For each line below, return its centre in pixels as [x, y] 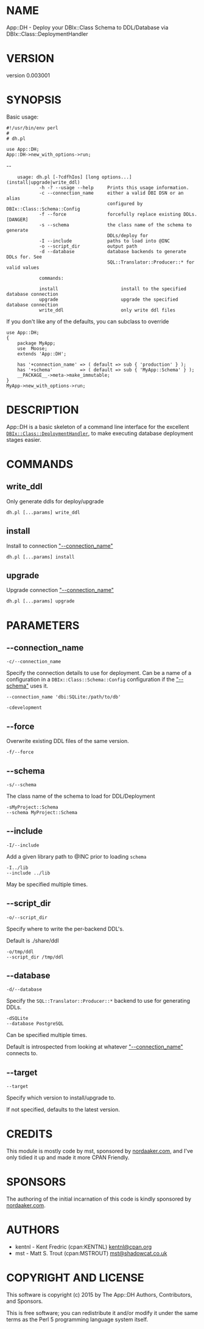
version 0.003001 [28, 75]
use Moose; [32, 348]
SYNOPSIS [34, 100]
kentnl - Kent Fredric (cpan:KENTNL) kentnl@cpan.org [83, 1247]
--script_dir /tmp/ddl [35, 957]
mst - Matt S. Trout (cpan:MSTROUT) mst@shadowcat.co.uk [91, 1254]
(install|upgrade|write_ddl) [43, 182]
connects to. [22, 1053]
